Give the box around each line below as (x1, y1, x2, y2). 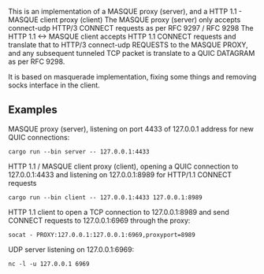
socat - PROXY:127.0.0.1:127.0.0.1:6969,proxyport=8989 (8, 231, 195, 239)
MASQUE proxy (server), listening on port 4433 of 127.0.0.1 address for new (8, 124, 254, 133)
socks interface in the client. (8, 80, 100, 90)
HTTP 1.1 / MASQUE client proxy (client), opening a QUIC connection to (8, 161, 239, 171)
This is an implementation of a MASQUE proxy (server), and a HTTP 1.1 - (8, 7, 243, 16)
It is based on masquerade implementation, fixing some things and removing (8, 72, 257, 81)
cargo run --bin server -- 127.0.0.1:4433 (8, 147, 150, 156)
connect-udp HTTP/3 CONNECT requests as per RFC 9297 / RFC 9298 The (8, 24, 254, 32)
